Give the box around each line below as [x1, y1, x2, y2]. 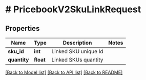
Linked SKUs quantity [51, 56, 103, 63]
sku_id [8, 48, 24, 55]
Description [62, 39, 92, 46]
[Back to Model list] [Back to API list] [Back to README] [5, 69, 123, 75]
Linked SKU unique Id [51, 48, 103, 55]
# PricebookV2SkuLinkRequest [5, 4, 141, 15]
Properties [5, 24, 40, 33]
